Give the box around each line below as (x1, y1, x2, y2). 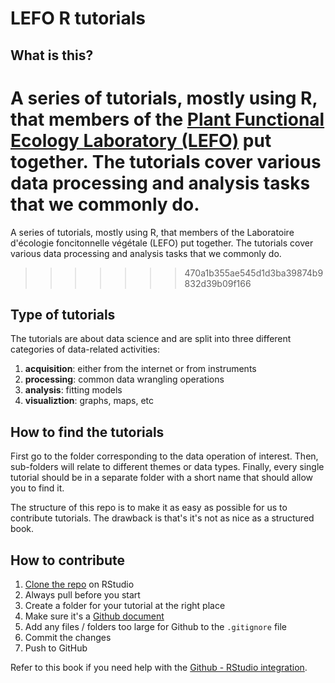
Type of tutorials (10, 306, 116, 323)
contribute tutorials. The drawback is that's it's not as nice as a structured (10, 512, 315, 524)
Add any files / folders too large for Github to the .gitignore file (24, 620, 287, 632)
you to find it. (10, 482, 65, 494)
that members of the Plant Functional (10, 108, 325, 131)
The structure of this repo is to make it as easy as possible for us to (10, 502, 288, 514)
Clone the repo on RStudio (24, 578, 135, 590)
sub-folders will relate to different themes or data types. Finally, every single (10, 461, 325, 473)
